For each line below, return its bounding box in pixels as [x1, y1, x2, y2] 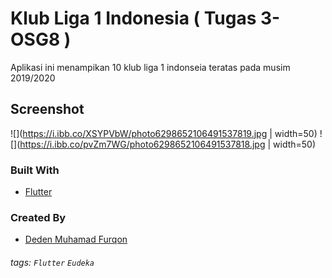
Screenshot [10, 101, 85, 118]
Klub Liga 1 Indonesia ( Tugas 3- [10, 7, 281, 30]
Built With [10, 163, 60, 177]
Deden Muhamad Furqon [24, 233, 128, 246]
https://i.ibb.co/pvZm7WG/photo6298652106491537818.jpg [19, 138, 266, 150]
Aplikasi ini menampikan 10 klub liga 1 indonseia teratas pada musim [10, 61, 291, 73]
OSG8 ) [10, 28, 72, 51]
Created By [10, 210, 67, 224]
